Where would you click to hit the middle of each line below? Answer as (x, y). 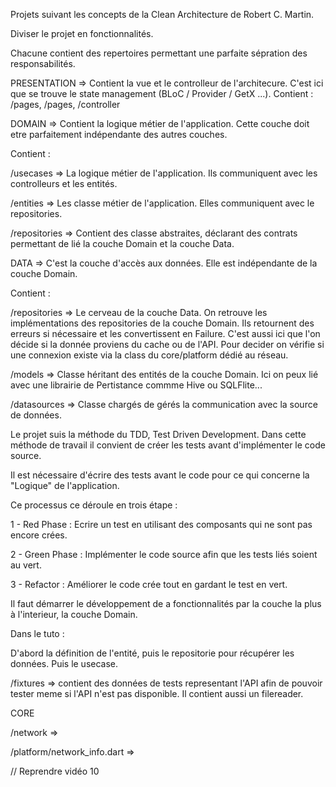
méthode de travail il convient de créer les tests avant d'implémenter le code (168, 445)
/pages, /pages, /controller (65, 104)
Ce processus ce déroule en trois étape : (94, 505)
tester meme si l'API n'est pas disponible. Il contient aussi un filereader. (157, 693)
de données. (36, 415)
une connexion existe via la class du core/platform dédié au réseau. (149, 355)
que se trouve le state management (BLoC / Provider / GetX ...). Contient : (162, 93)
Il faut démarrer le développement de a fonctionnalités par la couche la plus (166, 603)
